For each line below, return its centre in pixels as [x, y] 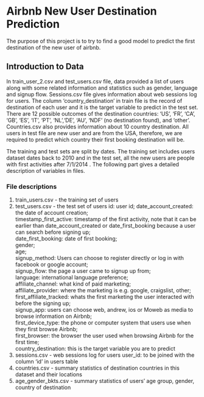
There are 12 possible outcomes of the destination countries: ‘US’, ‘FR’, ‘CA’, [101, 113]
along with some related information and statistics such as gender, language [102, 88]
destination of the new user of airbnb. [54, 47]
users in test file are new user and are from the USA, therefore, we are [94, 133]
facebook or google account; [51, 265]
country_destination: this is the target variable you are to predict [95, 349]
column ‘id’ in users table [47, 362]
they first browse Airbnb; [46, 329]
